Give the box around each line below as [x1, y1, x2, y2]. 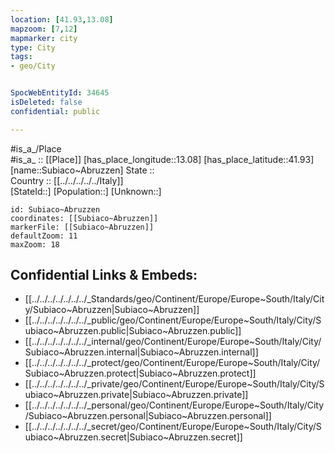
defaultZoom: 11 [10, 231, 78, 241]
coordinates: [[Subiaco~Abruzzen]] [10, 213, 159, 223]
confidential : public [10, 106, 101, 116]
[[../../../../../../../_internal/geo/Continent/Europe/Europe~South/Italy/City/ [24, 336, 322, 348]
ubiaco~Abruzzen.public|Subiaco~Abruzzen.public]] [24, 325, 242, 337]
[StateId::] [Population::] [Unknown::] [10, 185, 162, 197]
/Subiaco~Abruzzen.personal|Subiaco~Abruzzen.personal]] [24, 410, 272, 422]
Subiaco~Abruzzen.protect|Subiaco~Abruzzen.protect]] [24, 367, 257, 380]
